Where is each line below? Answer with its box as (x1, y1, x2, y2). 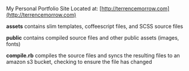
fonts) (6, 41, 21, 47)
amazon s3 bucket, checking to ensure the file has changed (6, 59, 152, 65)
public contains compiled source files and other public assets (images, (6, 34, 180, 41)
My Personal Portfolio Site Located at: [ (6, 5, 102, 12)
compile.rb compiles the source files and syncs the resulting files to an (6, 52, 180, 59)
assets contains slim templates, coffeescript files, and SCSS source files (6, 23, 184, 30)
